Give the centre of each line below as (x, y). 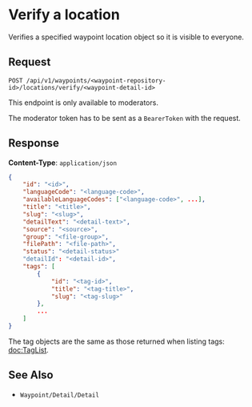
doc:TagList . (29, 349)
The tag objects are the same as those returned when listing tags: (117, 341)
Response (34, 143)
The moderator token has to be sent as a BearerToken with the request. (125, 118)
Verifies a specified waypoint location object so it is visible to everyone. (126, 37)
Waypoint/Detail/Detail (60, 395)
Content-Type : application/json (63, 163)
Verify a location (64, 15)
